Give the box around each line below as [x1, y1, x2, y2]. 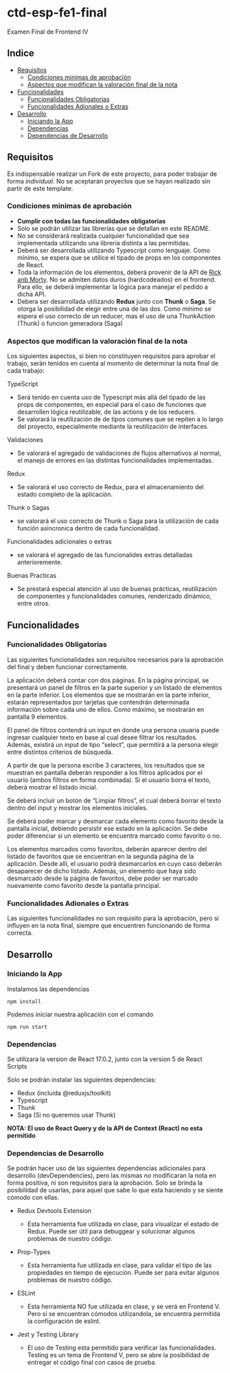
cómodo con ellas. [7, 1194, 60, 1202]
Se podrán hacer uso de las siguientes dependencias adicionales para [7, 1164, 206, 1172]
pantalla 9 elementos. [7, 713, 69, 721]
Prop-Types [16, 1248, 51, 1256]
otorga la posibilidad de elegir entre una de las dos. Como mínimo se [16, 304, 211, 313]
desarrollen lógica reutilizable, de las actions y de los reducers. [16, 408, 196, 416]
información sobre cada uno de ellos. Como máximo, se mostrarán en [7, 705, 205, 713]
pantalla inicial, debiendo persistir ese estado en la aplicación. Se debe [7, 824, 208, 832]
